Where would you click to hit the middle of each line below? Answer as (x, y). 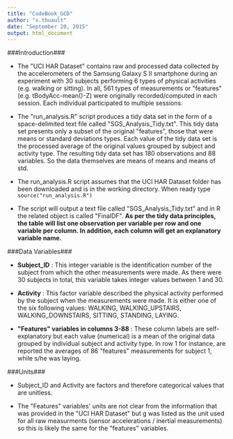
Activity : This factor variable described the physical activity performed (120, 293)
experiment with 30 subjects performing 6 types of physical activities (117, 81)
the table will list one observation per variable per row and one (109, 224)
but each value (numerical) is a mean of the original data (134, 336)
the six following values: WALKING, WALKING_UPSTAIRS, (99, 308)
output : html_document (40, 33)
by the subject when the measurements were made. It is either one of (117, 301)
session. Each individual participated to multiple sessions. (100, 103)
